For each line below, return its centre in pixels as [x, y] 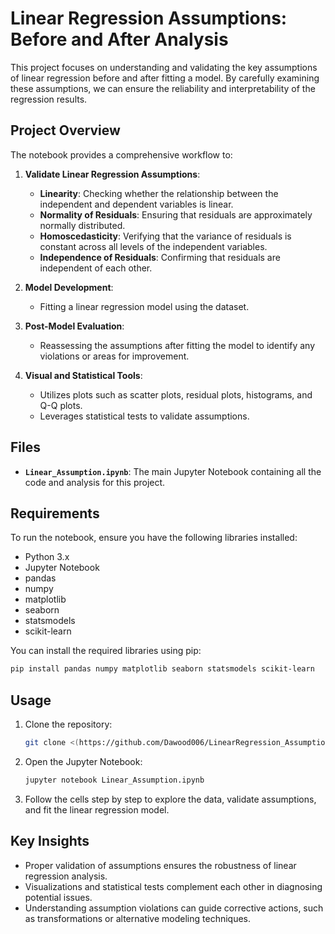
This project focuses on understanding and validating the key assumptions [164, 67]
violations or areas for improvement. [114, 356]
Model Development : [69, 287]
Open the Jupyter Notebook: [83, 761]
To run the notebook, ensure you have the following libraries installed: [154, 538]
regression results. [49, 99]
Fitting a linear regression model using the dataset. [144, 306]
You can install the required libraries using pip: [106, 651]
